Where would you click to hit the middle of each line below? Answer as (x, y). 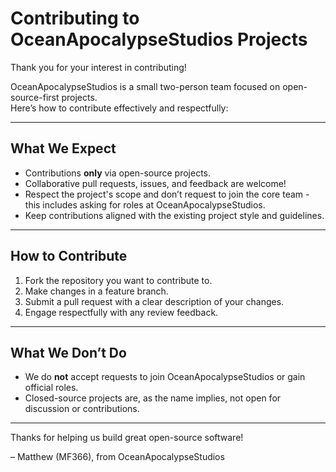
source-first (35, 97)
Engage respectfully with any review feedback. (121, 312)
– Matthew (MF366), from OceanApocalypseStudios (117, 457)
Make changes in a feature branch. (96, 291)
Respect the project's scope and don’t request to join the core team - (167, 194)
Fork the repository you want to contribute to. (118, 280)
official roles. (51, 388)
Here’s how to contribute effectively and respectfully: (119, 108)
